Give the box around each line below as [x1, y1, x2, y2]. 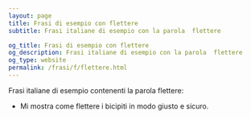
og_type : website [8, 56, 67, 64]
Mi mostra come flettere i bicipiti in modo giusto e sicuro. [19, 101, 209, 111]
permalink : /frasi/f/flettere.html [8, 64, 128, 72]
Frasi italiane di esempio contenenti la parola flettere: [8, 85, 184, 95]
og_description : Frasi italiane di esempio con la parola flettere [8, 49, 243, 57]
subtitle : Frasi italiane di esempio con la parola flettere [8, 27, 221, 35]
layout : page [8, 11, 52, 20]
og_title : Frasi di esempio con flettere [8, 41, 150, 49]
